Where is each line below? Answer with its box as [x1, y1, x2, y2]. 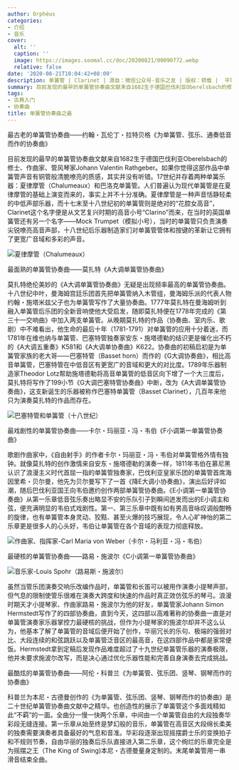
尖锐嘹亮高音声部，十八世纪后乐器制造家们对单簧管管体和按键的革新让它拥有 [7, 225, 232, 234]
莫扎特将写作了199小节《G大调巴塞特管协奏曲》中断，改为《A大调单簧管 [7, 378, 221, 386]
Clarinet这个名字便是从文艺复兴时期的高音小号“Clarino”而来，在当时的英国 [7, 207, 225, 216]
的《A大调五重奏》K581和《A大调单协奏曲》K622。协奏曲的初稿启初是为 [7, 342, 221, 351]
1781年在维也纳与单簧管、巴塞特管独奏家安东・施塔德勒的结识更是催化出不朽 [7, 333, 232, 342]
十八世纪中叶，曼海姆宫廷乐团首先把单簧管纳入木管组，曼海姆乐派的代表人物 [7, 289, 232, 297]
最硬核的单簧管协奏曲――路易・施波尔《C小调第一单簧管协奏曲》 [7, 552, 199, 560]
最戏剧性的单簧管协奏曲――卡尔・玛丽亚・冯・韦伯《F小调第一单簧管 [7, 426, 211, 435]
